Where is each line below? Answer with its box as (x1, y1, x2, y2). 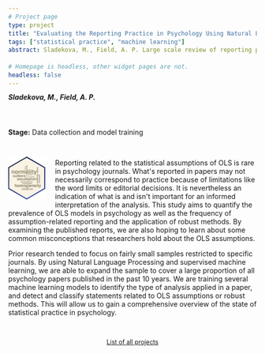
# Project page (8, 13, 58, 21)
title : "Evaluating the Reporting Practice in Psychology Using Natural (8, 29, 252, 37)
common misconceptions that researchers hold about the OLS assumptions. (8, 234, 256, 243)
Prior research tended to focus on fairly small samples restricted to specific (8, 249, 253, 258)
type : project (8, 21, 55, 29)
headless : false (8, 71, 62, 79)
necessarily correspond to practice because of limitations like (54, 175, 256, 185)
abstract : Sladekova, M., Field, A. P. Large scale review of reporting (8, 46, 252, 55)
